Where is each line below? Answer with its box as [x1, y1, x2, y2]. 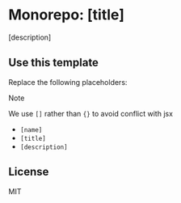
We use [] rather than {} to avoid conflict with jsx [8, 108, 174, 118]
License [8, 165, 49, 179]
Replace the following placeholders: [8, 77, 128, 87]
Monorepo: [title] [8, 6, 125, 24]
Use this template [8, 56, 99, 70]
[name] [19, 125, 43, 134]
